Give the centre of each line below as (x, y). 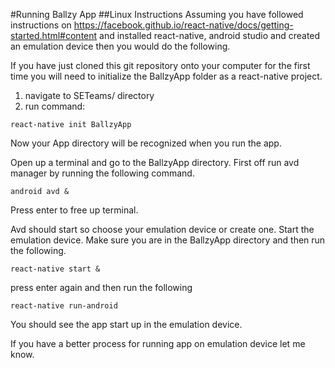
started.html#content (54, 35)
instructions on (41, 25)
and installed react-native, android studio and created (210, 35)
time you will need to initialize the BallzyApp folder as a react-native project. (166, 76)
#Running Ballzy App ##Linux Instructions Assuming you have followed (157, 14)
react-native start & (55, 269)
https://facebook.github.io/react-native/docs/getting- (183, 25)
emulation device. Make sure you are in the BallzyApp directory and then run (168, 240)
